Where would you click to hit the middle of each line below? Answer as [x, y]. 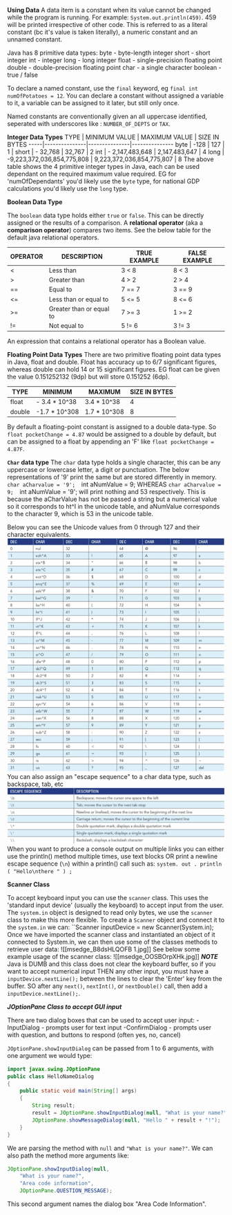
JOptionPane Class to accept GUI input [65, 1007]
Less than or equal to [79, 299]
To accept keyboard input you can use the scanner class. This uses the [108, 897]
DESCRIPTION [82, 256]
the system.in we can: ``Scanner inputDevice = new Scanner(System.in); [110, 927]
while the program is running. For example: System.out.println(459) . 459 [112, 17]
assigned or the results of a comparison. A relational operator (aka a [105, 223]
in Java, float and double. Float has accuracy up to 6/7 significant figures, [112, 362]
